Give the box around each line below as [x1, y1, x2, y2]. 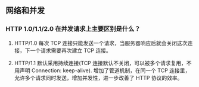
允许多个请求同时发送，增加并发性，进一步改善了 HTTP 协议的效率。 [14, 74, 183, 81]
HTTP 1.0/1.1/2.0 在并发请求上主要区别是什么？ [5, 25, 141, 33]
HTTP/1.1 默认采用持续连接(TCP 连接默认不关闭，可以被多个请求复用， [14, 59, 187, 66]
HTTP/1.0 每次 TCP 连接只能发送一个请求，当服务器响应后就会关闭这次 [14, 39, 188, 46]
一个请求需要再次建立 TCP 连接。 [30, 47, 111, 54]
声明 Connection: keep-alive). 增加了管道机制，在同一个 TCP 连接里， [19, 67, 191, 74]
